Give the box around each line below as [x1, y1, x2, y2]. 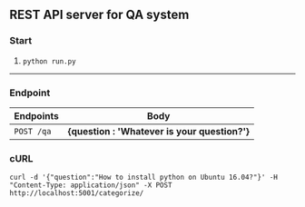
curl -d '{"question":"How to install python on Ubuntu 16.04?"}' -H [9, 172, 279, 182]
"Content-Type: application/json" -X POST [9, 181, 172, 190]
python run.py [22, 56, 76, 66]
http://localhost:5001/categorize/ [9, 189, 144, 198]
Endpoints [14, 109, 59, 122]
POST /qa [14, 126, 52, 136]
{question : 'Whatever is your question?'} [67, 124, 250, 137]
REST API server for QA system [9, 7, 190, 23]
